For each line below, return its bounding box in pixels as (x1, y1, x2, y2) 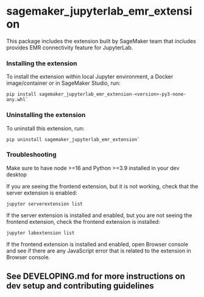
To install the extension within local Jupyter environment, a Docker (6, 73, 174, 81)
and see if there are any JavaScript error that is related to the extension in (6, 247, 192, 254)
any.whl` (6, 96, 29, 103)
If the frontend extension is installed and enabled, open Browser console (6, 240, 189, 248)
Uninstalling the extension (6, 111, 86, 120)
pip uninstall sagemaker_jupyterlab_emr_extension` (6, 136, 140, 143)
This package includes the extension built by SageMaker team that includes (6, 37, 196, 45)
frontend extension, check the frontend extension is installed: (6, 218, 160, 225)
